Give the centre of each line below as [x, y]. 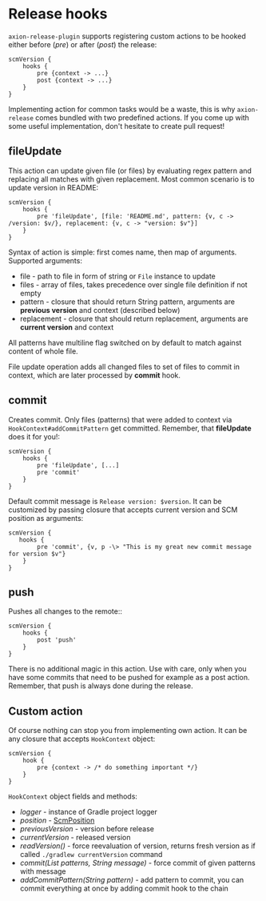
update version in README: [54, 187]
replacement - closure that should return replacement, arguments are [134, 318]
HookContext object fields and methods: [73, 796]
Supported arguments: [45, 260]
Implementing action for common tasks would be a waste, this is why [122, 109]
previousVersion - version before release [87, 829]
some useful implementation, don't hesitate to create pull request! [117, 126]
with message [43, 871]
